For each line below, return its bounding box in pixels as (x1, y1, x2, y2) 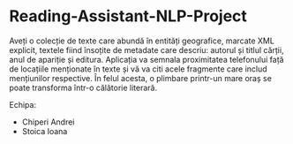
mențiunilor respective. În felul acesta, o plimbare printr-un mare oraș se (9, 72, 272, 83)
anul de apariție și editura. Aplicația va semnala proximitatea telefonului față (9, 54, 284, 64)
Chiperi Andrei (21, 117, 75, 127)
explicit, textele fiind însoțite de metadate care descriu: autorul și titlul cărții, (9, 44, 284, 55)
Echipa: (9, 99, 37, 110)
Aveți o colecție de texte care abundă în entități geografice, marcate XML (9, 35, 275, 46)
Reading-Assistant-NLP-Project (9, 6, 247, 27)
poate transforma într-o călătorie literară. (9, 82, 157, 93)
